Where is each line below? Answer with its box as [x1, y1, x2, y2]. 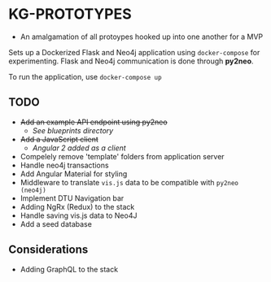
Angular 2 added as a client [32, 143, 126, 153]
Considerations [8, 243, 89, 257]
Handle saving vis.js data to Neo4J [20, 210, 138, 220]
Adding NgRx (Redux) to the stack [20, 202, 135, 211]
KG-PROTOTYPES [8, 5, 132, 24]
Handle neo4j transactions [20, 160, 109, 170]
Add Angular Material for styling [20, 168, 128, 179]
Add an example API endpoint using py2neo [20, 117, 168, 127]
